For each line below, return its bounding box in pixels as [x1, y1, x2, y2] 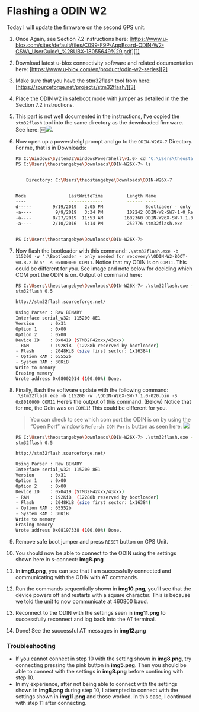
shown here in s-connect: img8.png [15, 555, 104, 563]
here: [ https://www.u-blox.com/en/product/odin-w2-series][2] [15, 65, 168, 72]
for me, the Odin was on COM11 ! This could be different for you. [15, 404, 168, 411]
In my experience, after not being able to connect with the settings [15, 680, 178, 687]
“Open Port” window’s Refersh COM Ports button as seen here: [30, 423, 182, 430]
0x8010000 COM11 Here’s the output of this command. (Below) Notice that [15, 398, 191, 405]
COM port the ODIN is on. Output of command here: [15, 271, 143, 278]
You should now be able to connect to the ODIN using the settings [15, 550, 176, 557]
